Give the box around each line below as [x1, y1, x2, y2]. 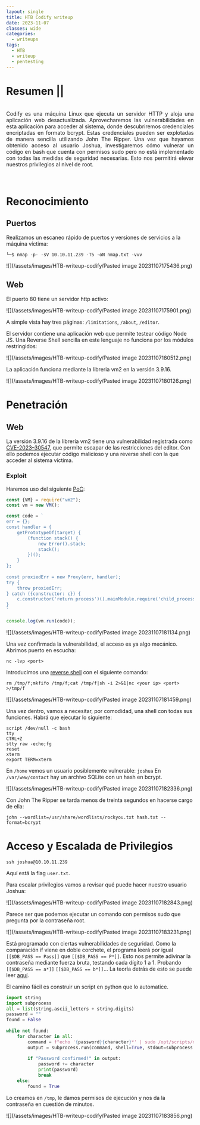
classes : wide [6, 25, 42, 32]
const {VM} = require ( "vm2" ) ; [6, 497, 82, 503]
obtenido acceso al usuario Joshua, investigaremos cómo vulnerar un [6, 142, 194, 149]
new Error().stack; [37, 541, 86, 547]
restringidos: [6, 343, 37, 350]
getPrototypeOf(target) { [17, 529, 82, 535]
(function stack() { [27, 535, 79, 541]
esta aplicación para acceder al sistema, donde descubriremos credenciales [6, 123, 194, 130]
